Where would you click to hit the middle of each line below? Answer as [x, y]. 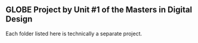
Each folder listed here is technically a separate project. [74, 33]
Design [19, 19]
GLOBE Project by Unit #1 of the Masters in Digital [99, 10]
